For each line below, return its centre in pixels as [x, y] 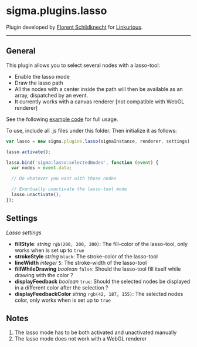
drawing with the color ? [44, 275]
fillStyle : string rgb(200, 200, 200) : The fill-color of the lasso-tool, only [101, 244]
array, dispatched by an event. [51, 95]
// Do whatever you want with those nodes [64, 178]
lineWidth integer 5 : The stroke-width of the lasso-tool [81, 262]
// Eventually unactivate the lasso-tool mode [69, 189]
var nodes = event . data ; [42, 168]
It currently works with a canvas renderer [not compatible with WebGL [99, 102]
